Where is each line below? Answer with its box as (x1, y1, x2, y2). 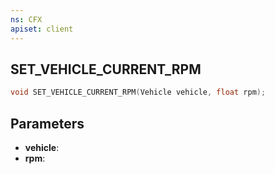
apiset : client (10, 24, 74, 34)
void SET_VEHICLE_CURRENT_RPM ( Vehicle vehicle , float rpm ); (10, 87, 267, 98)
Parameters (10, 115, 85, 132)
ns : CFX (10, 14, 43, 25)
